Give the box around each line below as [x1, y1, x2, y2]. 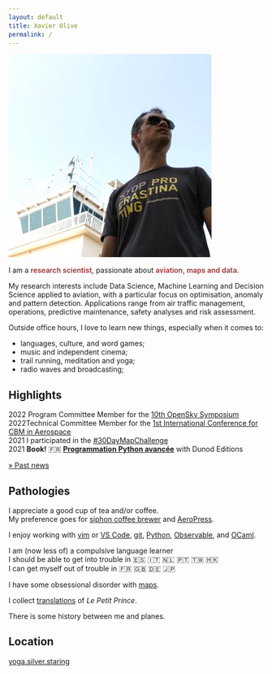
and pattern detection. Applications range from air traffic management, [8, 298, 246, 308]
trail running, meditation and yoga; [19, 356, 136, 366]
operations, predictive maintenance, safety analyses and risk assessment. [8, 307, 256, 317]
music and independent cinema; [19, 347, 128, 357]
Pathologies [8, 484, 71, 498]
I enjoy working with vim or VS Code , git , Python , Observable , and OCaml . [8, 530, 257, 540]
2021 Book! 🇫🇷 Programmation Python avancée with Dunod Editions [8, 444, 244, 454]
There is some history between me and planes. [8, 611, 166, 621]
